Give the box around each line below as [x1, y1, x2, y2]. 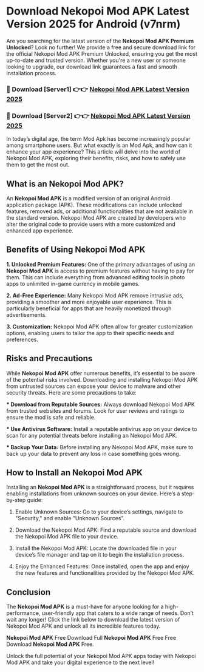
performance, [6, 609, 41, 617]
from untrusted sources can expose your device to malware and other [6, 382, 182, 390]
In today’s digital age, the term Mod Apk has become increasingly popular [6, 135, 191, 143]
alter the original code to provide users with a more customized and [6, 220, 176, 228]
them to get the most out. [6, 161, 70, 168]
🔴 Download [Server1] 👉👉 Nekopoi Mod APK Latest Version [6, 85, 189, 93]
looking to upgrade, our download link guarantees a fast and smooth [6, 63, 178, 70]
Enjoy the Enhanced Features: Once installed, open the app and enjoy [15, 563, 189, 570]
